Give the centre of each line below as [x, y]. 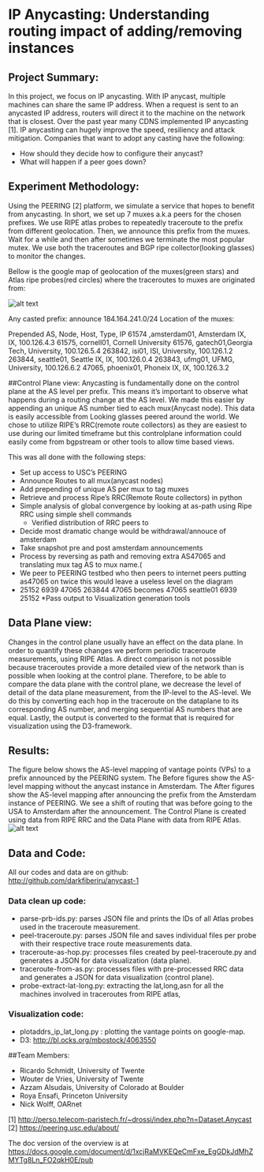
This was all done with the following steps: [77, 456]
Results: [29, 751]
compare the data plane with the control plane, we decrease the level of [125, 684]
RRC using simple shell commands [76, 514]
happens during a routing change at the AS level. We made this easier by [126, 400]
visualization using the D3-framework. [70, 726]
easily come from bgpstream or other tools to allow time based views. [121, 441]
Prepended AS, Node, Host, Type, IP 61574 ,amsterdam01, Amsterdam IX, [127, 334]
